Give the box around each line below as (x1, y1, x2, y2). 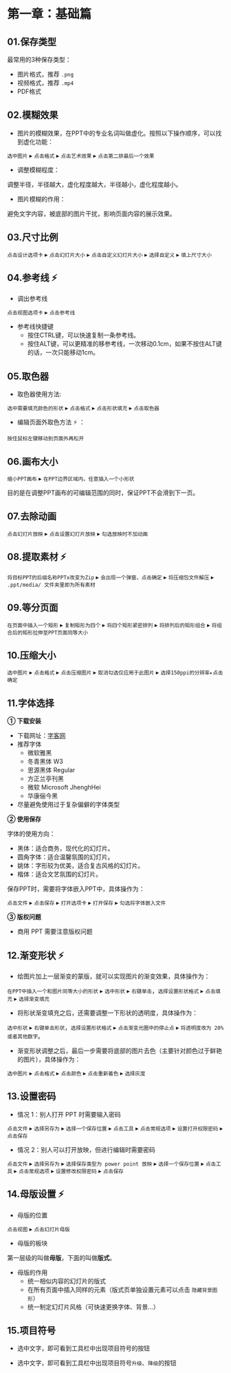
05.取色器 (7, 370, 49, 382)
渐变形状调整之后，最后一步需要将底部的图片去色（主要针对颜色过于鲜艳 (16, 1046, 222, 1055)
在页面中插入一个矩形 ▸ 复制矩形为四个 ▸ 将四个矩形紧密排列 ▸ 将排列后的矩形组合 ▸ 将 (7, 621, 217, 629)
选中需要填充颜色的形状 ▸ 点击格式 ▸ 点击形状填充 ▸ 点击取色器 (7, 404, 159, 412)
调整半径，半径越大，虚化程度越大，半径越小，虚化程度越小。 (7, 180, 182, 188)
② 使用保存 (7, 815, 41, 823)
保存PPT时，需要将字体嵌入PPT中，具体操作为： (7, 885, 145, 893)
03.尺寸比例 (7, 231, 58, 243)
